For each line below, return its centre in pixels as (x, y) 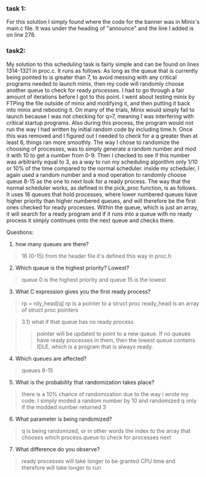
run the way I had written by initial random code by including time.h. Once (100, 129)
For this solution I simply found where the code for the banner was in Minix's (103, 22)
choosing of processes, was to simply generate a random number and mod (101, 149)
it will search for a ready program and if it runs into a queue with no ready (99, 214)
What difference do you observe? (57, 449)
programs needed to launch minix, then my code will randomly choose (95, 83)
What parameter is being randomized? (63, 419)
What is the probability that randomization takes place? (85, 382)
